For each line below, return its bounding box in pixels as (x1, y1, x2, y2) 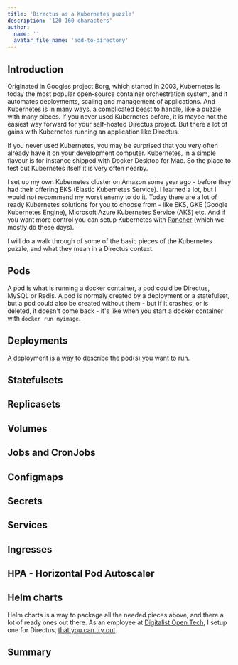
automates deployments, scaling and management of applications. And (7, 97, 215, 105)
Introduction (7, 63, 64, 75)
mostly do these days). (7, 223, 75, 231)
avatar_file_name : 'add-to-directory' (13, 37, 129, 44)
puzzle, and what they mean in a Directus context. (7, 244, 154, 252)
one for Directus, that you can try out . (7, 625, 117, 634)
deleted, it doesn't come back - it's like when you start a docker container (7, 307, 224, 315)
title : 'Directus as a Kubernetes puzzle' (7, 10, 135, 18)
